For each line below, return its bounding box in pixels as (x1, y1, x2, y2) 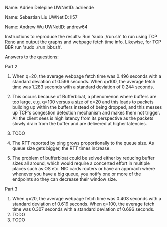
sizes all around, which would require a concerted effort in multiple (12, 160, 150, 166)
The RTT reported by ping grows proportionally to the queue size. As (12, 140, 154, 146)
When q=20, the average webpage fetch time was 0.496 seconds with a (12, 73, 161, 79)
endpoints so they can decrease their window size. (12, 176, 117, 182)
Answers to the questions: (5, 54, 59, 60)
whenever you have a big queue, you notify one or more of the (12, 171, 141, 177)
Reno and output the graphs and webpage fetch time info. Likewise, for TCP (5, 39, 161, 45)
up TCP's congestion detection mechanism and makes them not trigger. (12, 110, 161, 116)
